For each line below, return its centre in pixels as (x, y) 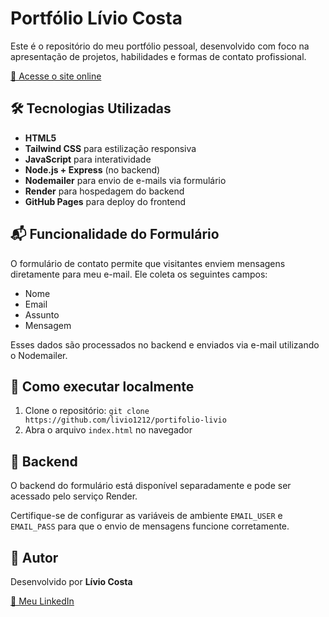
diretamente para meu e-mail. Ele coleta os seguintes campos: (139, 274)
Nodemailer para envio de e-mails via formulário (125, 180)
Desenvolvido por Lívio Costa (71, 581)
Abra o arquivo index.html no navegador (108, 430)
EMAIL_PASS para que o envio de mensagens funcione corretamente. (150, 526)
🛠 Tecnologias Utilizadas (91, 108)
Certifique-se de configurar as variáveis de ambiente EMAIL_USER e (146, 516)
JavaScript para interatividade (88, 159)
